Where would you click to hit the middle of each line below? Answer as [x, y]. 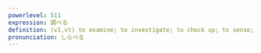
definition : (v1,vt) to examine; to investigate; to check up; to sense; [131, 30]
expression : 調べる [38, 23]
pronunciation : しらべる [46, 37]
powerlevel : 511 [34, 15]
